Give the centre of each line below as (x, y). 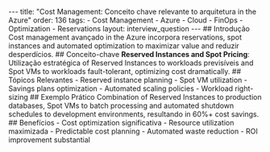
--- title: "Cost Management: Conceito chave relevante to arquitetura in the (132, 12)
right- (244, 88)
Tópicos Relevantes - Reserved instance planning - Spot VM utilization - (128, 80)
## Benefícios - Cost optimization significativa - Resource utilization (121, 123)
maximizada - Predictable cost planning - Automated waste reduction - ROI (133, 131)
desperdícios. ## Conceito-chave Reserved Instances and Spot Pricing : (129, 54)
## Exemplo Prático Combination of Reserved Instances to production (145, 97)
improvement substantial (49, 140)
